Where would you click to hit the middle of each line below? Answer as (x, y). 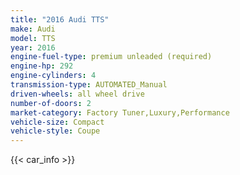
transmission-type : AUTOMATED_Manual (89, 85)
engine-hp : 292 (42, 66)
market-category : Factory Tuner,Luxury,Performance (120, 112)
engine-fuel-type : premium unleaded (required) (111, 57)
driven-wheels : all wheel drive (77, 94)
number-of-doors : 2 (51, 103)
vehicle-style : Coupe (55, 131)
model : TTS (33, 38)
